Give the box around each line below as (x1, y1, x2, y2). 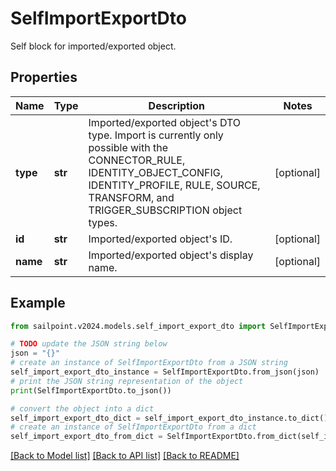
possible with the (88, 140, 168, 154)
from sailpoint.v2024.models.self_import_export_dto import (10, 321, 267, 331)
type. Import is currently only (88, 128, 224, 142)
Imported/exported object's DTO (88, 115, 242, 129)
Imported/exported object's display (88, 248, 254, 262)
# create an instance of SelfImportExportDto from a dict (10, 422, 257, 432)
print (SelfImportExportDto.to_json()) (10, 385, 172, 396)
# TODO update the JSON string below (10, 339, 168, 349)
